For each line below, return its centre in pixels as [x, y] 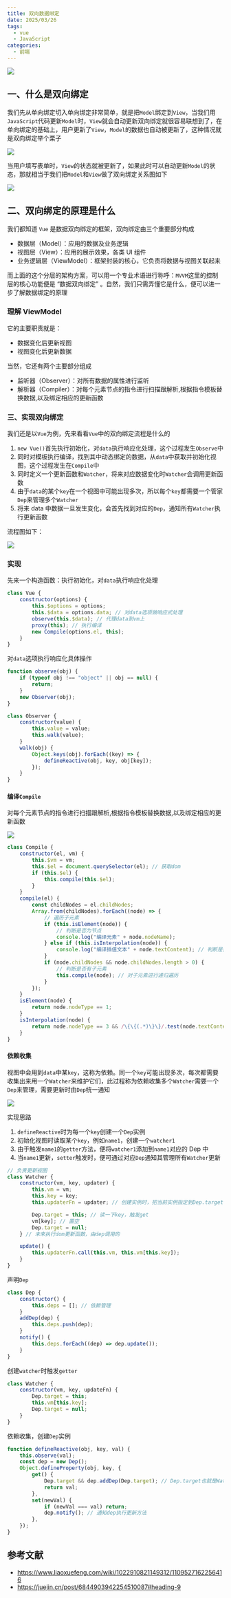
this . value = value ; [61, 729]
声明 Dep [18, 1280]
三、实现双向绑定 [35, 417]
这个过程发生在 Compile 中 [64, 466]
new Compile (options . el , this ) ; [78, 631]
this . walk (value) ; [58, 735]
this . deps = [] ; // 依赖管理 [71, 1305]
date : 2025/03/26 [32, 20]
